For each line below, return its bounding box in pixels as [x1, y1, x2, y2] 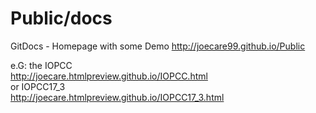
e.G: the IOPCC [10, 59, 73, 71]
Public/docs [10, 7, 113, 30]
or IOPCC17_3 [10, 80, 66, 92]
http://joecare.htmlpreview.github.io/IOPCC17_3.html [10, 91, 225, 103]
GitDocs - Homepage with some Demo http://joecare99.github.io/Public [10, 40, 306, 52]
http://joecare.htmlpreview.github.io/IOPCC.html [10, 70, 208, 82]
